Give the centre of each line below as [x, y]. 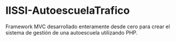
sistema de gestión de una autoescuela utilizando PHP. [72, 32]
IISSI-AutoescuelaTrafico [68, 11]
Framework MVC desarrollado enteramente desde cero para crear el [88, 26]
